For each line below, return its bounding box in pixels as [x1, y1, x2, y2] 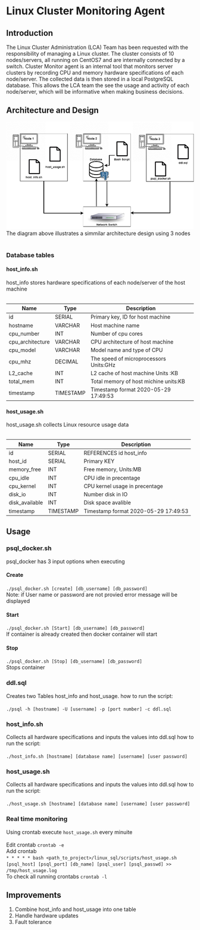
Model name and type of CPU [90, 347, 163, 354]
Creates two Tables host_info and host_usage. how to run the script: [6, 692, 173, 699]
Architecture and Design [6, 106, 99, 116]
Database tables [6, 251, 55, 259]
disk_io [8, 491, 26, 498]
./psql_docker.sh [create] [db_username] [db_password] [6, 586, 148, 592]
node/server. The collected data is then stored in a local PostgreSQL [6, 76, 174, 82]
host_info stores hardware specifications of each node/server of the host [6, 279, 186, 286]
